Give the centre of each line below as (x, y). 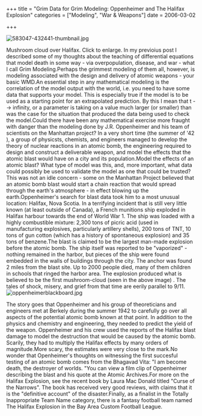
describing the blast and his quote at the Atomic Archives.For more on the (98, 375)
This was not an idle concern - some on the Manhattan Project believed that (100, 178)
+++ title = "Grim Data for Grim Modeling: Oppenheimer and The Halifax (95, 9)
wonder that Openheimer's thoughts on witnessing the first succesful (92, 355)
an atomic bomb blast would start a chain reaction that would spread (91, 184)
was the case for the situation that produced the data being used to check (98, 114)
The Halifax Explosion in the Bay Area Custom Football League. (84, 406)
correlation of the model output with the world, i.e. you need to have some (98, 88)
